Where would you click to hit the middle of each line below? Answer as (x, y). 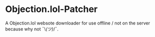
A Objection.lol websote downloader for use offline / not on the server (77, 23)
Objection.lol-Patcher (52, 9)
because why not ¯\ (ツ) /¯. (32, 29)
